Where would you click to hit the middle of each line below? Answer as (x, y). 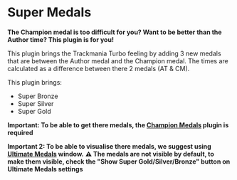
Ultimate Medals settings (45, 169)
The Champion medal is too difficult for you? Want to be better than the (115, 32)
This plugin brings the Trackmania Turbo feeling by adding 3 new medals (115, 53)
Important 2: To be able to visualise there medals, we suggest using (109, 146)
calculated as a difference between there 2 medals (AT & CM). (99, 68)
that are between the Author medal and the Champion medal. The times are (118, 60)
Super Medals (49, 12)
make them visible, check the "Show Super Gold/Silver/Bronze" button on (119, 162)
